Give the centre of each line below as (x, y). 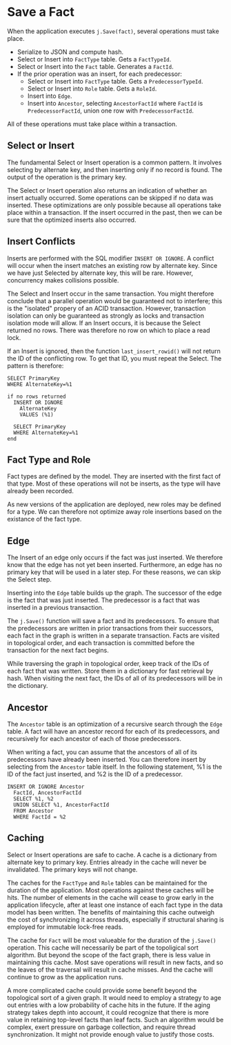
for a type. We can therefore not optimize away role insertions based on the (114, 512)
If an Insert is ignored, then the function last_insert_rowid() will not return (114, 351)
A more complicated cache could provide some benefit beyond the (102, 990)
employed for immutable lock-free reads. (65, 927)
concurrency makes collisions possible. (63, 280)
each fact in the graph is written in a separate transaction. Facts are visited (113, 635)
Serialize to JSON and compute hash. (70, 52)
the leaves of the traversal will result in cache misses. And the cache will (110, 969)
